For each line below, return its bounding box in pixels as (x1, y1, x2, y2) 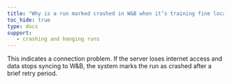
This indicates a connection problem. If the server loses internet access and (7, 54, 223, 63)
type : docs (7, 23, 38, 30)
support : (7, 29, 32, 36)
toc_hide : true (7, 17, 51, 23)
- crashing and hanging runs (16, 36, 100, 43)
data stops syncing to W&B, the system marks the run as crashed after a (7, 62, 212, 70)
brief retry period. (7, 70, 58, 78)
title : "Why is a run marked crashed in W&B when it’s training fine (7, 10, 211, 17)
